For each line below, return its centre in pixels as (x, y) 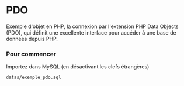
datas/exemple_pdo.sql (34, 78)
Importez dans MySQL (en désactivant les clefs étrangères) (78, 67)
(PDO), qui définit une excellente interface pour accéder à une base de (91, 32)
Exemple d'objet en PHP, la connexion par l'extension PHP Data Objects (93, 26)
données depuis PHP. (32, 39)
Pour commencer (31, 54)
